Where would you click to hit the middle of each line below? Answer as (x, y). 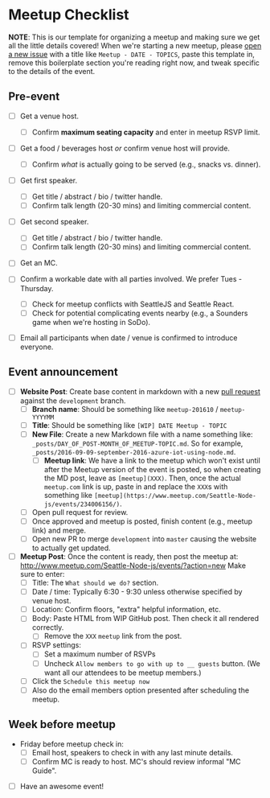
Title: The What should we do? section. (95, 583)
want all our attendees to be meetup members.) (123, 673)
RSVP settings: (57, 645)
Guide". (44, 771)
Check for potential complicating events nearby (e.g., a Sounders (140, 313)
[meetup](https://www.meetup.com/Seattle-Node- (175, 496)
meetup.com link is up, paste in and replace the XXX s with (136, 486)
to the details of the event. (52, 71)
